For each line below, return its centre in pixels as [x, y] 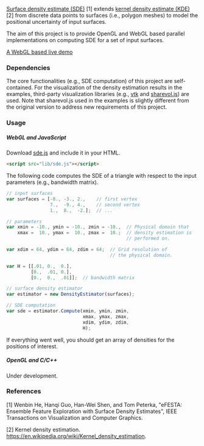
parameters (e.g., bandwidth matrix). [52, 182]
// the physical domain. [141, 255]
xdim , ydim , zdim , [106, 322]
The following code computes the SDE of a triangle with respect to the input [101, 176]
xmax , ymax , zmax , [106, 316]
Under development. [32, 376]
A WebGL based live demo [40, 52]
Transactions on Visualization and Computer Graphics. [75, 417]
